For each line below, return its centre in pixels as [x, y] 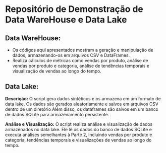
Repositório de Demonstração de [74, 9]
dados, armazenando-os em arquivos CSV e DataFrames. [71, 55]
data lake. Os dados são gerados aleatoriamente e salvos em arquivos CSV [82, 104]
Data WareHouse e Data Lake [66, 20]
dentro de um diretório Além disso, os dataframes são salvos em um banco [82, 109]
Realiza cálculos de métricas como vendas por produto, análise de [80, 60]
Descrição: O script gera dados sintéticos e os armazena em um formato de [83, 98]
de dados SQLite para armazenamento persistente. [57, 114]
